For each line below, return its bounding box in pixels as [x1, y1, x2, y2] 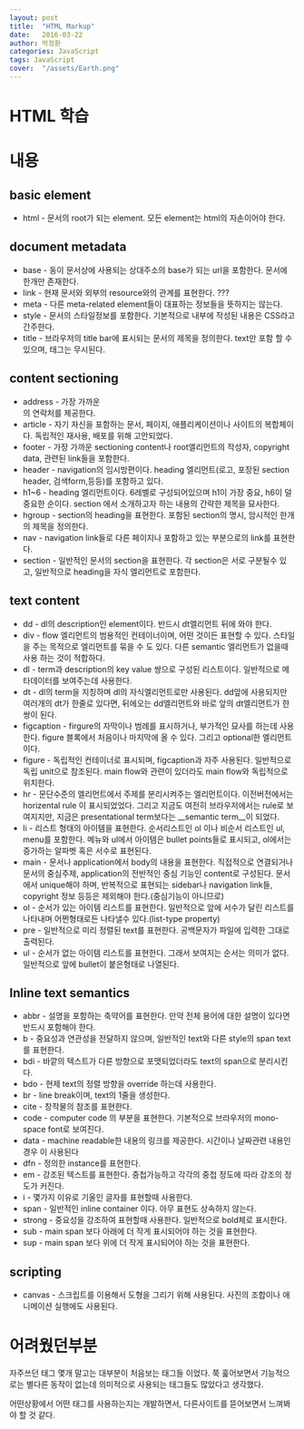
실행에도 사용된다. [54, 1301, 118, 1312]
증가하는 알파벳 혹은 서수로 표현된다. [22, 845, 152, 856]
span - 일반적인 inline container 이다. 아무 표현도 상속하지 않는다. [22, 1203, 257, 1214]
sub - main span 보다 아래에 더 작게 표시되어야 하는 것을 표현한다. [22, 1226, 258, 1237]
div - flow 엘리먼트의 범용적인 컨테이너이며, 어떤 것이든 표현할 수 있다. [22, 630, 271, 641]
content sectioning [9, 371, 120, 387]
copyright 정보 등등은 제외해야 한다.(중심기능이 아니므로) [22, 890, 225, 901]
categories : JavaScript [9, 47, 100, 56]
